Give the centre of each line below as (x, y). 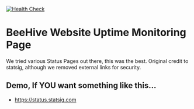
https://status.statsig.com (45, 100)
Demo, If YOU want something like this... (81, 85)
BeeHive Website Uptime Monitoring (96, 33)
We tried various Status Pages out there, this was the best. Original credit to (97, 61)
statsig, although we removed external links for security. (74, 67)
